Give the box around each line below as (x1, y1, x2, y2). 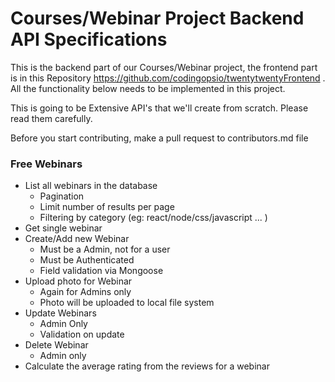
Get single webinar (24, 222, 103, 234)
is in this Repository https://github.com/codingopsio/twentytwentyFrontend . (10, 72, 326, 84)
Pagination (39, 190, 85, 202)
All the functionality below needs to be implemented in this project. (10, 82, 286, 94)
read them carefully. (10, 112, 93, 124)
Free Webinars (10, 157, 83, 171)
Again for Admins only (39, 286, 132, 298)
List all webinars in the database (24, 180, 158, 192)
